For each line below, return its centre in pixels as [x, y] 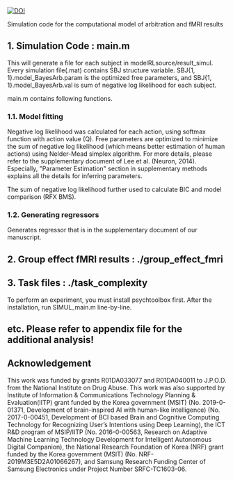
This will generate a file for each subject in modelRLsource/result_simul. [110, 63]
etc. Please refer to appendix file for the [95, 329]
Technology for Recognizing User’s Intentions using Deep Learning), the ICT [116, 424]
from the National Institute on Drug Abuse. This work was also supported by [116, 387]
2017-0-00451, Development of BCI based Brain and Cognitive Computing [113, 417]
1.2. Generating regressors [53, 215]
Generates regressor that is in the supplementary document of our [102, 230]
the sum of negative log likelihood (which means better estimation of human [116, 147]
